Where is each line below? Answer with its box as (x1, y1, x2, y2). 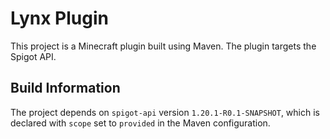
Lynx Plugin (10, 7, 109, 30)
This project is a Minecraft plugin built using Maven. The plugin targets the (10, 40, 317, 52)
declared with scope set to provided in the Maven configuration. (10, 117, 271, 129)
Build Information (10, 80, 121, 97)
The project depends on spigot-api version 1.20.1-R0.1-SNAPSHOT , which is (10, 106, 320, 118)
